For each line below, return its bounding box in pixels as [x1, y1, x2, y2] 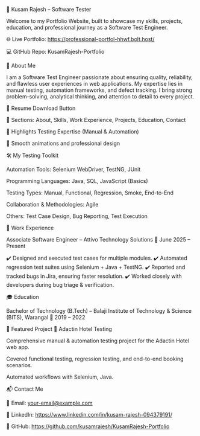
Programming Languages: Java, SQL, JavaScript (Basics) [6, 178, 149, 184]
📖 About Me [6, 62, 36, 69]
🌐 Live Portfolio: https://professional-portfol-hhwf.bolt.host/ [6, 36, 155, 42]
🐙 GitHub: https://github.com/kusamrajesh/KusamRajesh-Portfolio [6, 423, 170, 430]
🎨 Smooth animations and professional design [6, 139, 120, 147]
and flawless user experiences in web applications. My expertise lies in [6, 80, 183, 87]
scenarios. [6, 362, 33, 368]
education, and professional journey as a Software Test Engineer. [6, 24, 168, 31]
